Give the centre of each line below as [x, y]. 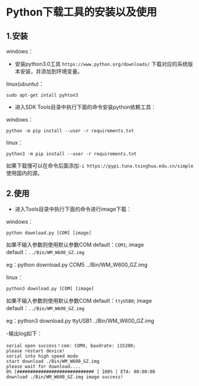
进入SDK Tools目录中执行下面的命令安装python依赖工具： [85, 107]
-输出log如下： [24, 333]
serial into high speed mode [42, 356]
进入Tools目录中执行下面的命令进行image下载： [73, 209]
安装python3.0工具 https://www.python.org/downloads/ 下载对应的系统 [101, 64]
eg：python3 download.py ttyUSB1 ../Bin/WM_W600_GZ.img [80, 321]
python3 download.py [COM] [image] [50, 289]
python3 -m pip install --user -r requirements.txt [71, 154]
